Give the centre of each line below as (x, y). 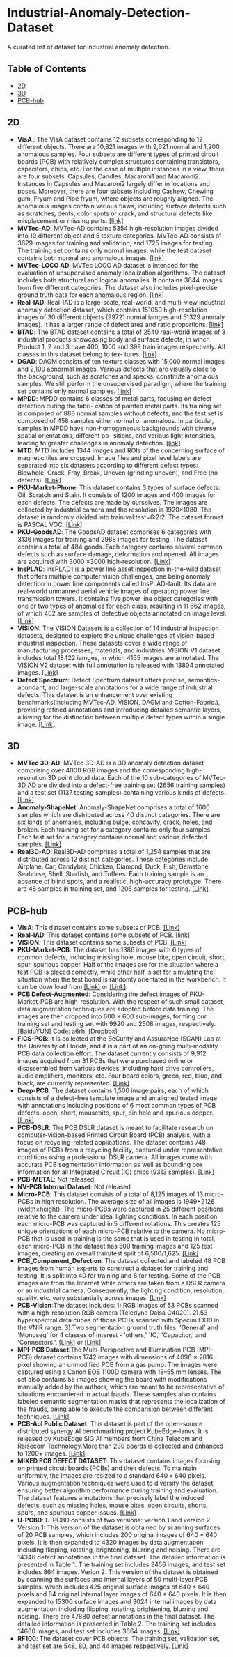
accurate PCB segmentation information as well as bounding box (110, 1165)
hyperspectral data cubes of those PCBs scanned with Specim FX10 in (118, 1320)
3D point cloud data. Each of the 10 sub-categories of (124, 778)
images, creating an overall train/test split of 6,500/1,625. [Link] (108, 1253)
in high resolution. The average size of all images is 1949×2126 (125, 1202)
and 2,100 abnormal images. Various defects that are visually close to (116, 369)
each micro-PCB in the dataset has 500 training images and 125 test (115, 1246)
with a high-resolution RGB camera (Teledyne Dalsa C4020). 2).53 (112, 1313)
